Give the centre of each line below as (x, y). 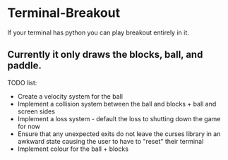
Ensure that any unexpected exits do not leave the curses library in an (119, 134)
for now (29, 126)
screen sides (36, 111)
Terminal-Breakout (64, 13)
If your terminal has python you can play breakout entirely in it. (98, 32)
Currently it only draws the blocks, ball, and (105, 55)
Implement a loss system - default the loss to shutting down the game (119, 118)
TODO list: (22, 82)
